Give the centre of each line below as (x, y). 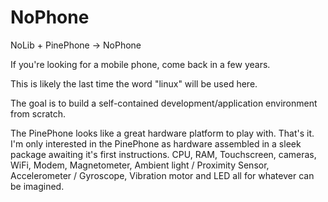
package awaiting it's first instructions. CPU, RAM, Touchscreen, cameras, (163, 154)
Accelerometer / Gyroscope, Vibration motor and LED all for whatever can (162, 175)
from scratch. (38, 113)
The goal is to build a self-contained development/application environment (164, 103)
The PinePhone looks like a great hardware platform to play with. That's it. (162, 133)
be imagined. (37, 186)
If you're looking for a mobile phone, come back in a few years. (140, 64)
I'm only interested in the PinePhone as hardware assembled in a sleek (156, 143)
